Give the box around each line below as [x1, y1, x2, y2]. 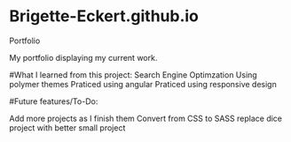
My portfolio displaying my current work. [9, 52, 158, 63]
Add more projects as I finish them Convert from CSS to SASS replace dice [9, 113, 282, 123]
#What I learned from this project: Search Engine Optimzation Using [9, 69, 257, 80]
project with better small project [9, 122, 126, 133]
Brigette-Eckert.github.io [9, 6, 200, 26]
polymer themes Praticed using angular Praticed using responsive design [9, 78, 277, 89]
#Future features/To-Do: [9, 95, 98, 107]
